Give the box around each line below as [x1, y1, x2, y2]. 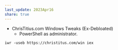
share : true [4, 12, 29, 17]
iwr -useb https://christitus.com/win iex [4, 40, 94, 45]
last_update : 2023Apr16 [4, 7, 54, 12]
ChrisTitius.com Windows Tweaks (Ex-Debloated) [11, 25, 114, 31]
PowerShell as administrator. [19, 31, 78, 37]
